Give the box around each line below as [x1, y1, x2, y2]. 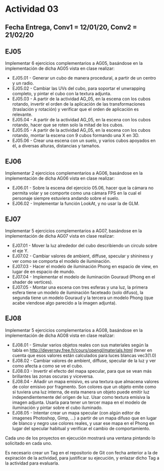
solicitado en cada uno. [5, 440, 52, 446]
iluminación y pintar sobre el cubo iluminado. [12, 404, 103, 411]
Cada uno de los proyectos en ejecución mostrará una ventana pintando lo [5, 435, 156, 441]
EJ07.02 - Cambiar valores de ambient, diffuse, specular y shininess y [12, 253, 153, 259]
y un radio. [12, 80, 34, 86]
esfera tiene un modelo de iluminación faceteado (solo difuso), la [12, 290, 143, 296]
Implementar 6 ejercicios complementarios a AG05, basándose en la [5, 60, 143, 66]
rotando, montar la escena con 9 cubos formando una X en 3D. [12, 133, 140, 139]
